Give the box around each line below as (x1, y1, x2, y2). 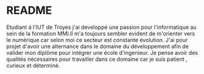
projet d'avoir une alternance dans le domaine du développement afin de (6, 43, 189, 50)
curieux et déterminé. (6, 61, 60, 69)
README (6, 4, 52, 17)
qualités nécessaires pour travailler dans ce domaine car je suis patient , (6, 55, 188, 63)
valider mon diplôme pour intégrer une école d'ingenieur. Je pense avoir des (6, 49, 198, 56)
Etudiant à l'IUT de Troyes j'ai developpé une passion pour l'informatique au (6, 23, 197, 31)
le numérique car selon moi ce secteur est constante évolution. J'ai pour (6, 36, 188, 43)
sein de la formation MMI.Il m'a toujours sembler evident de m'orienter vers (6, 29, 195, 37)
